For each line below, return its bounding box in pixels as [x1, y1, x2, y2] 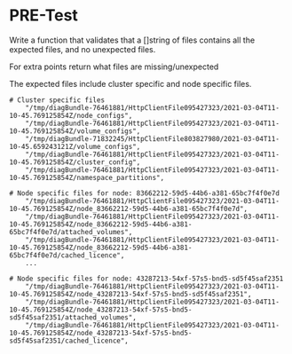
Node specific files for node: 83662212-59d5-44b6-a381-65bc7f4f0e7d [17, 188, 280, 198]
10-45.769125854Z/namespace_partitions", [9, 173, 165, 182]
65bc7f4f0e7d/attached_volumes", [9, 227, 133, 236]
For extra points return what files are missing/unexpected [9, 61, 219, 72]
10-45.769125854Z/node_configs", [9, 111, 133, 120]
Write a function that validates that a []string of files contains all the [9, 35, 256, 45]
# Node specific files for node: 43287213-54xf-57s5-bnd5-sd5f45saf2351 [9, 274, 284, 283]
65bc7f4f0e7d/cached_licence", [9, 250, 125, 260]
